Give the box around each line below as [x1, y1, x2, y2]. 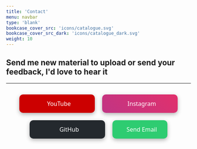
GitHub [59, 125, 79, 134]
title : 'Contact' [6, 8, 49, 15]
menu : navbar [6, 14, 38, 20]
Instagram [127, 99, 157, 108]
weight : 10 [6, 36, 33, 42]
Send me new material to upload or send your [6, 58, 175, 68]
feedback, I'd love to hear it [6, 67, 108, 77]
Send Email [126, 125, 157, 134]
